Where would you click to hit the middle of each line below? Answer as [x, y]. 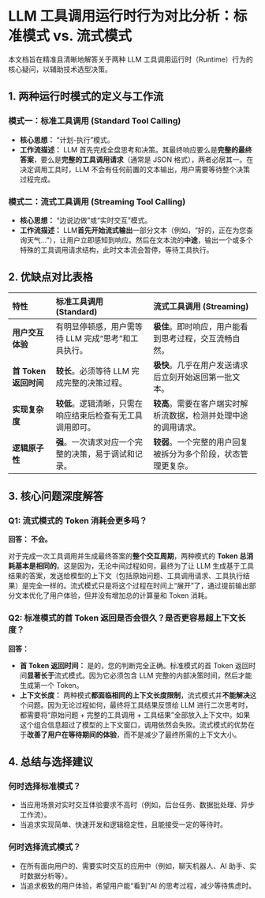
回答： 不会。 [30, 539]
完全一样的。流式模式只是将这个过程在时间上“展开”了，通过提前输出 [139, 586]
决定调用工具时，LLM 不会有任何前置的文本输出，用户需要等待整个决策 [135, 169]
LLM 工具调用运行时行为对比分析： [121, 16]
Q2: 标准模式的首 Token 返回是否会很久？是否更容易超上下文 [123, 618]
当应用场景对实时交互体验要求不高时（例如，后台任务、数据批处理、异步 [137, 805]
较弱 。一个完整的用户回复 [201, 441]
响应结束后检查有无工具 [99, 415]
